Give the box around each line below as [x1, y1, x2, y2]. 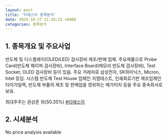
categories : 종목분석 [5, 21, 47, 27]
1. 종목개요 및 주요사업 [5, 42, 71, 50]
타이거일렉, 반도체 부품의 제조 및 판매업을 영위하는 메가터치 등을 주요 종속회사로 [5, 82, 163, 88]
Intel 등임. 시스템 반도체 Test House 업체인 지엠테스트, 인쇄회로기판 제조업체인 [5, 75, 161, 81]
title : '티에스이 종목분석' [5, 12, 57, 17]
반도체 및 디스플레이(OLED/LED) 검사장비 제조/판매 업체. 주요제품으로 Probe [5, 57, 157, 63]
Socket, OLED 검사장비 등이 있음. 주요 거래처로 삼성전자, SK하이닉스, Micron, [5, 69, 160, 75]
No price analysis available [5, 129, 62, 135]
